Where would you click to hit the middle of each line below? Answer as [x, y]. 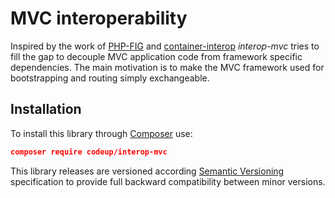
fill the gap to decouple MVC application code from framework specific [156, 56]
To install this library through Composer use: [101, 133]
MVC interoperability [99, 18]
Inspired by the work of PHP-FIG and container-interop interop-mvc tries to [165, 46]
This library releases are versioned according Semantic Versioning [147, 171]
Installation [46, 109]
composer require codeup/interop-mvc [89, 152]
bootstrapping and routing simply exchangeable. [110, 78]
